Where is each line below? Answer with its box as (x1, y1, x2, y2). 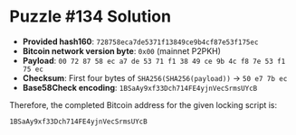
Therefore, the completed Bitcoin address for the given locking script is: (9, 99, 278, 110)
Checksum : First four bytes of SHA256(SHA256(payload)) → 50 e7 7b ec (22, 72, 288, 83)
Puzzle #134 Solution (9, 6, 172, 27)
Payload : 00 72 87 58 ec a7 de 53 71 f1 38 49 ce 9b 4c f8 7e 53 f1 (22, 55, 286, 66)
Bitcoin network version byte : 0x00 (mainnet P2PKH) (22, 45, 222, 56)
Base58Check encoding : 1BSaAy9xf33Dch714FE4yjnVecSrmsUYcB (22, 82, 258, 93)
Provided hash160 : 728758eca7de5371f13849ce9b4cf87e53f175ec (22, 36, 259, 47)
